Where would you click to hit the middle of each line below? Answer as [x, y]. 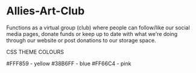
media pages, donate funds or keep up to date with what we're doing [92, 34]
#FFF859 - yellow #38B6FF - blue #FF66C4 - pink [69, 63]
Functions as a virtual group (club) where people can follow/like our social [98, 28]
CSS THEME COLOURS [35, 51]
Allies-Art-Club [46, 11]
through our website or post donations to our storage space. [81, 40]
